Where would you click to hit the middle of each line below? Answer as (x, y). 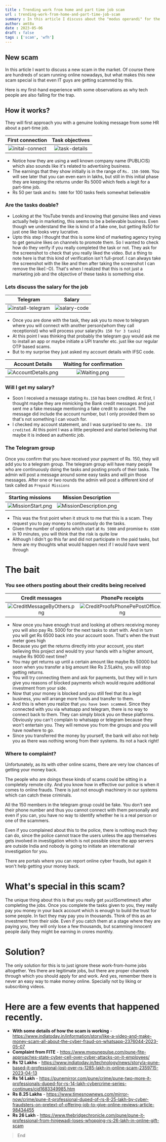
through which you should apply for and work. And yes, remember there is (81, 976)
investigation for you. (27, 851)
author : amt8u (20, 24)
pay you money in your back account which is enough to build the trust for (81, 911)
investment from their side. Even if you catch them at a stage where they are (83, 921)
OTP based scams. (31, 347)
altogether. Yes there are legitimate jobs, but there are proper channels (77, 971)
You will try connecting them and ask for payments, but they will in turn (84, 677)
